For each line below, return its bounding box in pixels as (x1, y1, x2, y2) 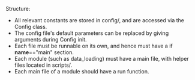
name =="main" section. (14, 49, 74, 56)
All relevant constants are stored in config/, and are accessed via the (14, 17, 184, 23)
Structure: (5, 5, 31, 12)
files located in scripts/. (14, 61, 73, 69)
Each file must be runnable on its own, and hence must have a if (14, 42, 173, 49)
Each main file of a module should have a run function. (14, 68, 149, 75)
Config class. (14, 23, 47, 30)
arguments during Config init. (14, 36, 88, 43)
